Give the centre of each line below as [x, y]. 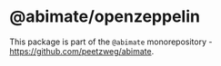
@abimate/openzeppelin [105, 17]
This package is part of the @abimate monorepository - [111, 42]
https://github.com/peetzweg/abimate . [82, 51]
